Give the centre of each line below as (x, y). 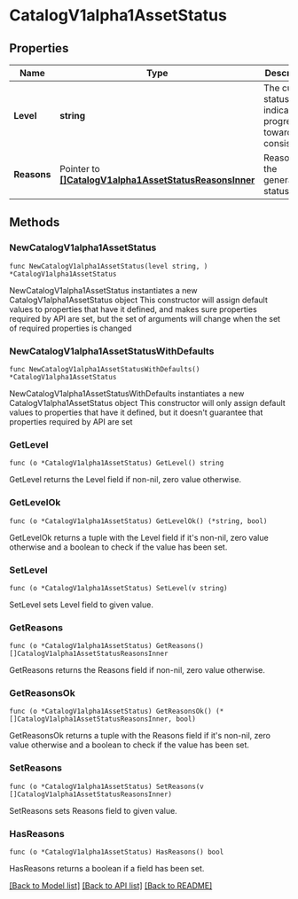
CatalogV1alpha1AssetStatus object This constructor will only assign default (147, 403)
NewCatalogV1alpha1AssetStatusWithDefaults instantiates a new (127, 393)
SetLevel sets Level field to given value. (81, 605)
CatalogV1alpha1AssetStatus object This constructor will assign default (138, 300)
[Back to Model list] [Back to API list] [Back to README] (111, 886)
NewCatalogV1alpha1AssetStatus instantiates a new (103, 290)
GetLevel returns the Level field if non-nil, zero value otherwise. (125, 480)
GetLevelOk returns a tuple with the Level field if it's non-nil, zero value (139, 537)
